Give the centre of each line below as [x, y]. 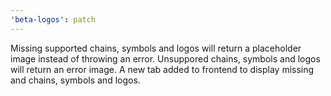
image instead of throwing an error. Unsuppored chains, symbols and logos [165, 58]
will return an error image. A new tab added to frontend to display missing [162, 69]
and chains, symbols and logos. [75, 80]
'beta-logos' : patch [53, 19]
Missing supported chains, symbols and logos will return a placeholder [156, 48]
